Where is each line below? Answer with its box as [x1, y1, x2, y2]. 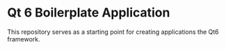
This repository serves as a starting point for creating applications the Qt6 [7, 28, 219, 36]
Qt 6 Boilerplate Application [7, 5, 170, 21]
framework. [7, 35, 40, 43]
